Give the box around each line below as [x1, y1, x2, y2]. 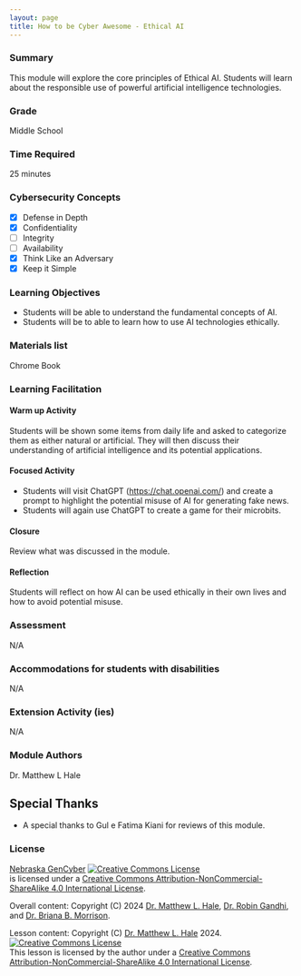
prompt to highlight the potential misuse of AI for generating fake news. [22, 495, 290, 506]
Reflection [9, 567, 50, 577]
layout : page [9, 13, 59, 23]
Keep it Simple [22, 263, 77, 273]
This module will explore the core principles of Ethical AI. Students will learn [9, 72, 293, 83]
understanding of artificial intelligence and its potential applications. [9, 444, 263, 455]
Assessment [9, 619, 66, 632]
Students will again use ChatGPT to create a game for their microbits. [22, 505, 281, 516]
